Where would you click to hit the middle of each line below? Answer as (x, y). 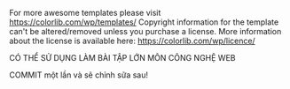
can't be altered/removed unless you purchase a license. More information (145, 31)
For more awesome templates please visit (85, 13)
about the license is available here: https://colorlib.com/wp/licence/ (132, 41)
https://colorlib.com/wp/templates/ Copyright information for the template (144, 22)
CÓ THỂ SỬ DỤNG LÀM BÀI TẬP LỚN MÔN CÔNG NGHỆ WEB (122, 58)
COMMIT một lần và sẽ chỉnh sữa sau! (79, 75)
